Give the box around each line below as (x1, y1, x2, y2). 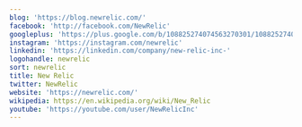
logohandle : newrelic (9, 55, 91, 63)
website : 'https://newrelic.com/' (9, 88, 139, 97)
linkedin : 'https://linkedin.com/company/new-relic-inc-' (9, 47, 231, 55)
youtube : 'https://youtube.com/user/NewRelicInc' (9, 105, 200, 114)
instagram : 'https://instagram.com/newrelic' (9, 38, 182, 47)
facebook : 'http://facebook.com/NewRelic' (9, 21, 171, 30)
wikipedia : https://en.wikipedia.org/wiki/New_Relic (9, 96, 211, 106)
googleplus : (9, 30, 54, 38)
